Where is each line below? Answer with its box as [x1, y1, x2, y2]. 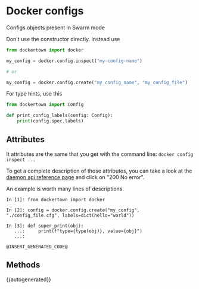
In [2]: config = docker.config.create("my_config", [6, 207, 140, 213]
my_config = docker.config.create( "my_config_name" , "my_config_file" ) [6, 79, 188, 85]
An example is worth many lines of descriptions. [6, 185, 124, 192]
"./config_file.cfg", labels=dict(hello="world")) [6, 212, 135, 219]
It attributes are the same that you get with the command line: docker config [6, 150, 194, 158]
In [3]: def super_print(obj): [6, 223, 84, 229]
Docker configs [6, 4, 84, 18]
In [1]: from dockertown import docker [6, 196, 105, 202]
